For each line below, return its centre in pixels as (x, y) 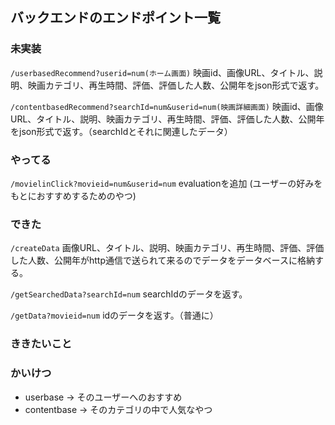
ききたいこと (41, 344)
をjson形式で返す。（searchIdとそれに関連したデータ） (121, 131)
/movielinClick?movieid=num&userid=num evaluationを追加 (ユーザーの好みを (166, 183)
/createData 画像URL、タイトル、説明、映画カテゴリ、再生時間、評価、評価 (167, 248)
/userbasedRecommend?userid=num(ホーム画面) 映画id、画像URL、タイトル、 (162, 72)
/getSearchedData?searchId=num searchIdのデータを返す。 (129, 294)
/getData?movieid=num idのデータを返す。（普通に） (114, 315)
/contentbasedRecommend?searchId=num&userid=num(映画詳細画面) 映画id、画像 (167, 106)
